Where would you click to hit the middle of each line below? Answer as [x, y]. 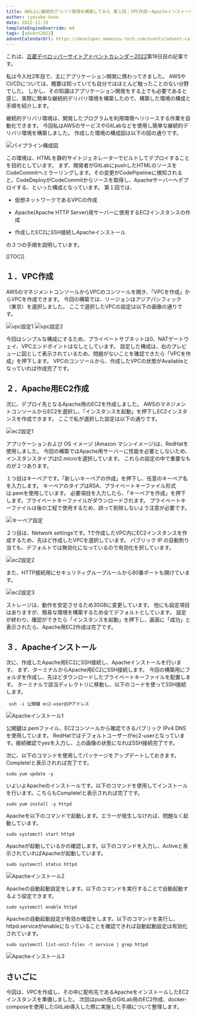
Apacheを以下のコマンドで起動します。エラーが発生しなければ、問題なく [95, 816]
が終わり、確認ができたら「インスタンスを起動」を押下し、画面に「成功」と [98, 619]
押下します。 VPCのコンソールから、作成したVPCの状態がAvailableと [105, 361]
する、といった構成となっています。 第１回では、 [76, 187]
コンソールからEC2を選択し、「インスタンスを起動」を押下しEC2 [89, 411]
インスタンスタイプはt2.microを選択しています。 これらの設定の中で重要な [96, 458]
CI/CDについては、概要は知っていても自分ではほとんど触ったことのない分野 [98, 84]
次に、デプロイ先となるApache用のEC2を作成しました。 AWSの [83, 404]
